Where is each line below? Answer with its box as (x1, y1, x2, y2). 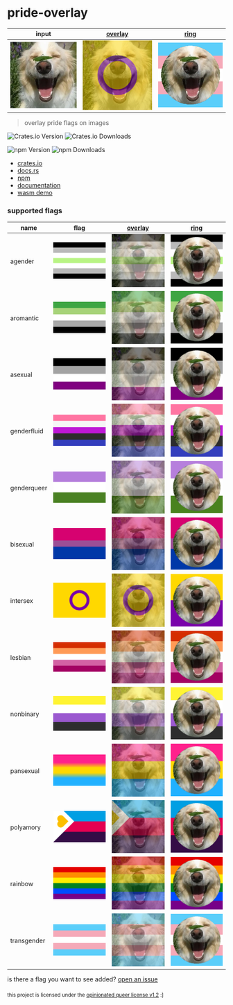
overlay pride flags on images (24, 119, 110, 127)
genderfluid (10, 427, 44, 435)
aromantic (10, 314, 40, 322)
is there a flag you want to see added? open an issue (7, 975, 158, 983)
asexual (10, 370, 33, 379)
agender (10, 257, 35, 265)
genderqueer (10, 483, 48, 492)
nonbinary (10, 710, 40, 718)
